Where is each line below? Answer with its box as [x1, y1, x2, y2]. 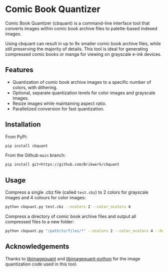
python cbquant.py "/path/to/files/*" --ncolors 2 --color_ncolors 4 [5, 228, 153, 233]
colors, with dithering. [12, 84, 57, 90]
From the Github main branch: [5, 152, 66, 159]
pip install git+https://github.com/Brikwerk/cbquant [5, 162, 120, 167]
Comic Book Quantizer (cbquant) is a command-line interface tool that [5, 20, 150, 26]
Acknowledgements [5, 242, 69, 251]
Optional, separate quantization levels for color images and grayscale [12, 89, 155, 96]
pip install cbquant [5, 143, 48, 149]
